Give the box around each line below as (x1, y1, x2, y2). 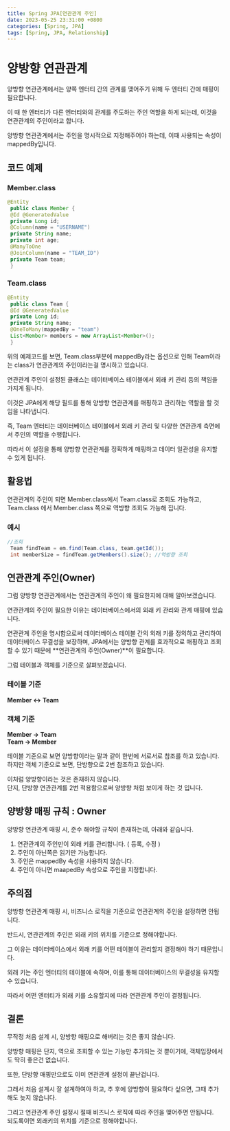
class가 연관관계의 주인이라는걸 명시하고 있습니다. (14, 361, 149, 369)
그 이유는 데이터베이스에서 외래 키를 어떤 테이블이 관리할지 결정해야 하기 (7, 945, 200, 953)
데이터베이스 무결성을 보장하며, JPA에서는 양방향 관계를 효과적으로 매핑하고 (7, 638, 209, 646)
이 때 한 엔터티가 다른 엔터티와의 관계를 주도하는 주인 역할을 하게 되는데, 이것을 (7, 108, 218, 117)
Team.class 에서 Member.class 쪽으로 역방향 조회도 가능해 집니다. (7, 503, 187, 512)
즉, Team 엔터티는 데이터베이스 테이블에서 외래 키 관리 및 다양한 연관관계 (7, 422, 203, 430)
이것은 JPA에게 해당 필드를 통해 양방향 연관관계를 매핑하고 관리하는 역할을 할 (7, 398, 213, 407)
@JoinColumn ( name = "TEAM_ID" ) (10, 249, 100, 256)
